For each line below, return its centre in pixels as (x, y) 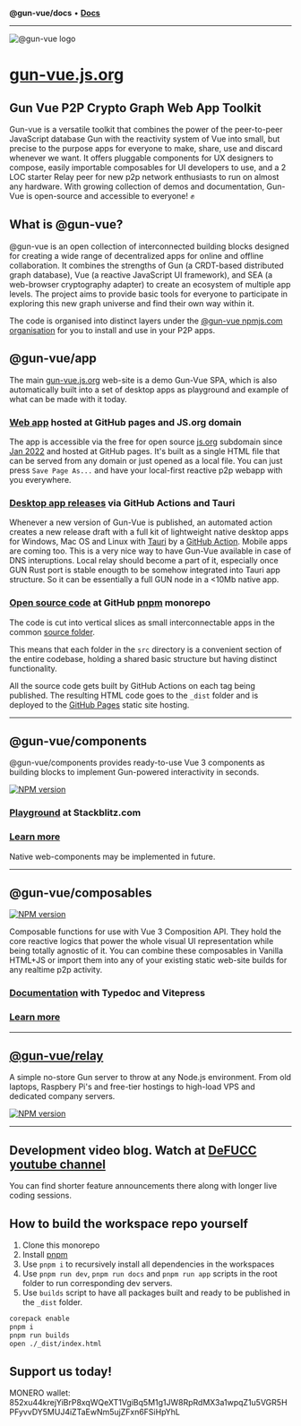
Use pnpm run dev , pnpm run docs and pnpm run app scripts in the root (150, 1274)
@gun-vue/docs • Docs (55, 13)
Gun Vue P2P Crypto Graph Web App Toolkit (135, 108)
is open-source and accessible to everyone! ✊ (111, 196)
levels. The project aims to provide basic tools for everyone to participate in (149, 294)
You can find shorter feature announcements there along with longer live (143, 1186)
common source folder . (52, 631)
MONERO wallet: (40, 1393)
